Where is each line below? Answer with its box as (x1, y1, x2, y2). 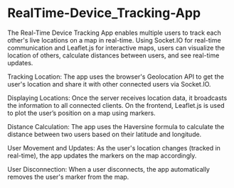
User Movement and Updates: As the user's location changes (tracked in (7, 143, 220, 152)
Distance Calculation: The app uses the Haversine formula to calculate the (7, 122, 225, 131)
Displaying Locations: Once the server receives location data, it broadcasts (7, 94, 228, 102)
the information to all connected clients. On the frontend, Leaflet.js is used (7, 101, 225, 109)
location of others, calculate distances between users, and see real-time (7, 51, 220, 60)
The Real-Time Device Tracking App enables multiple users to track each (7, 28, 222, 37)
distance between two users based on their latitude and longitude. (7, 130, 202, 138)
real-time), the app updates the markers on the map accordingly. (7, 151, 197, 160)
